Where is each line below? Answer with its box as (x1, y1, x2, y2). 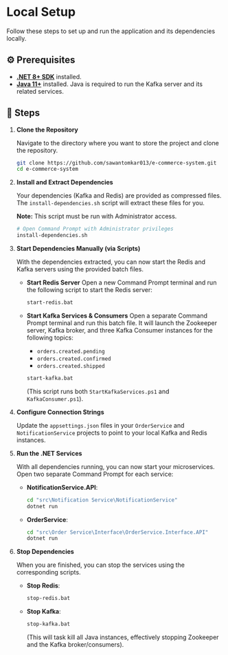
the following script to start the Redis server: (26, 286, 152, 294)
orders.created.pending (36, 348, 105, 355)
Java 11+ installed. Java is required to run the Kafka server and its (16, 80, 203, 88)
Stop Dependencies (16, 548, 75, 556)
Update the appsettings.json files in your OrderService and (16, 421, 185, 429)
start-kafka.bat (26, 375, 73, 382)
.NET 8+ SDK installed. (16, 72, 82, 81)
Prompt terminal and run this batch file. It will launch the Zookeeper (26, 318, 218, 327)
